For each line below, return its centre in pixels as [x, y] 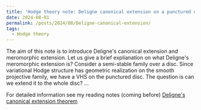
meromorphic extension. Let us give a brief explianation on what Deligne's [98, 58]
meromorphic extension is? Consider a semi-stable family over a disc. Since [100, 64]
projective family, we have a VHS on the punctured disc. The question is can [100, 77]
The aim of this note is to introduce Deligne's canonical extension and [92, 51]
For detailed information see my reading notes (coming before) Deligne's [96, 95]
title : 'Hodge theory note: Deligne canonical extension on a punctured [99, 12]
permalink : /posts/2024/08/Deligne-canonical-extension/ [79, 23]
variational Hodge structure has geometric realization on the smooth [90, 70]
